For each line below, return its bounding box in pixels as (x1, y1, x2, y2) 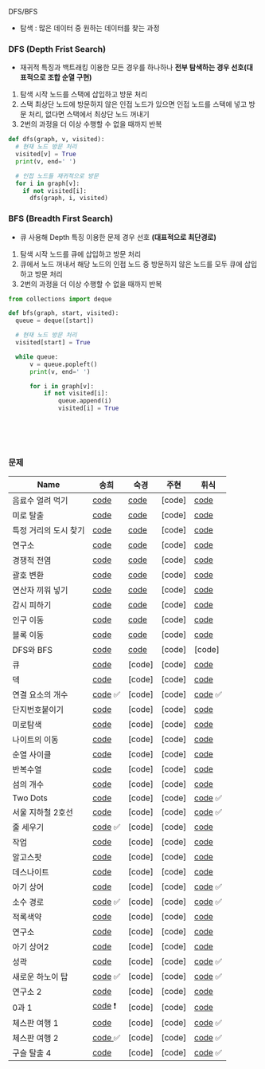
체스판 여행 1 (12, 1018, 59, 1029)
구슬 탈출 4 (12, 1047, 52, 1059)
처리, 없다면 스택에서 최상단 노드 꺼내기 (28, 109, 150, 119)
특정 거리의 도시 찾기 (12, 525, 85, 536)
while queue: (15, 352, 59, 361)
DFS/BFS (8, 7, 38, 16)
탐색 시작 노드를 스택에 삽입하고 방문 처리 (19, 89, 148, 99)
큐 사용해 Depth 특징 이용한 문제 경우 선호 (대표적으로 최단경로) (19, 232, 216, 242)
